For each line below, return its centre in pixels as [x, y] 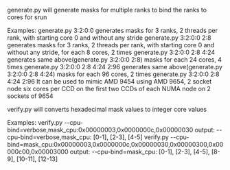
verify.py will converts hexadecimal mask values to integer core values [107, 109]
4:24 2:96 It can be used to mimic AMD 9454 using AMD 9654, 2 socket [110, 81]
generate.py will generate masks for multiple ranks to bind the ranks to [107, 10]
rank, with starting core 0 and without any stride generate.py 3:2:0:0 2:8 [109, 38]
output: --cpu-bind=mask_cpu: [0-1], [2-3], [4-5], [140, 151]
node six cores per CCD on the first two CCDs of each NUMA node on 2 [109, 89]
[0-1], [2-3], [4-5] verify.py [131, 137]
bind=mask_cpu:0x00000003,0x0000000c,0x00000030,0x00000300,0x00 [115, 144]
